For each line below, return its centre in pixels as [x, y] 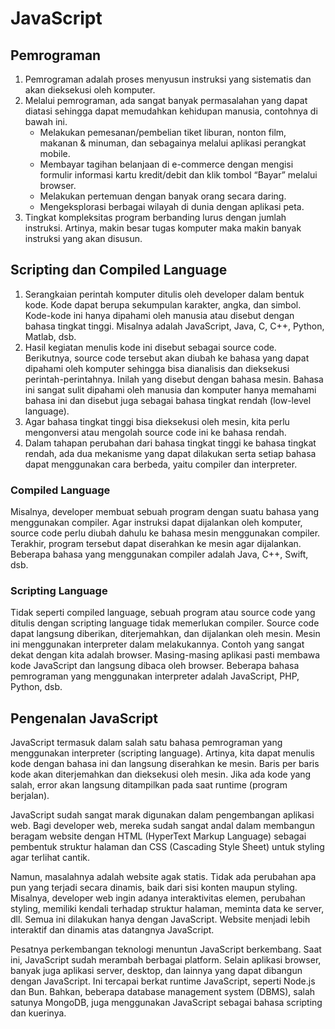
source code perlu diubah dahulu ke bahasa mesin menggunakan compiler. [165, 533]
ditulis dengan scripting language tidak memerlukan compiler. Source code [165, 623]
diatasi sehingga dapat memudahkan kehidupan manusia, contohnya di [171, 111]
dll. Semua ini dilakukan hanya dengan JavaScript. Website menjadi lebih [160, 919]
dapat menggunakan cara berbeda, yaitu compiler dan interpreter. [161, 464]
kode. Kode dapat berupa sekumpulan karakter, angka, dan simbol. [163, 304]
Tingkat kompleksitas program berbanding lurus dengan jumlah [155, 217]
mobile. [55, 153]
